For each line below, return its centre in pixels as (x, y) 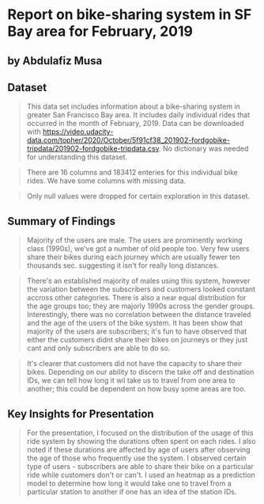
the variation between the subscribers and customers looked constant (141, 289)
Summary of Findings (62, 221)
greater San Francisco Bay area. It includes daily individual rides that (138, 115)
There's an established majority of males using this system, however (138, 281)
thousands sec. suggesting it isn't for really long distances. (123, 265)
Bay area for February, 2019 (100, 31)
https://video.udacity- (78, 132)
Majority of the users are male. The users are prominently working (134, 240)
